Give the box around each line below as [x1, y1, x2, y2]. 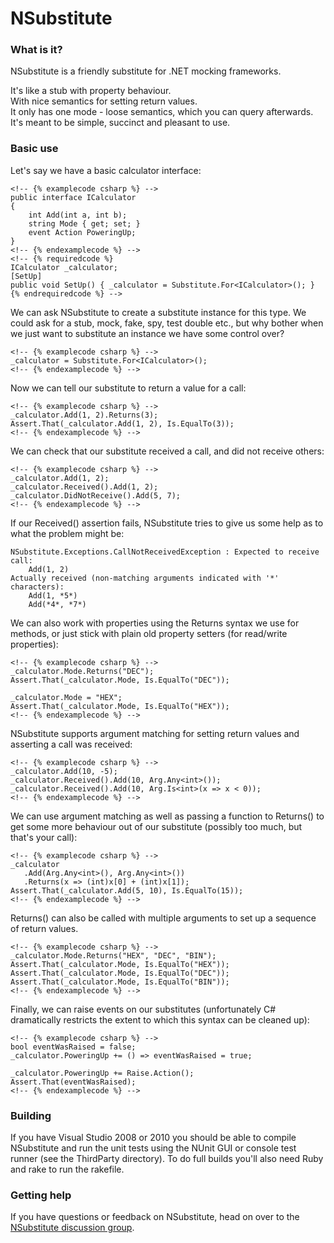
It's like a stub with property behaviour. [10, 85, 172, 97]
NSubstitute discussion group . [10, 1222, 135, 1234]
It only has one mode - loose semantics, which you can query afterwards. [10, 106, 314, 118]
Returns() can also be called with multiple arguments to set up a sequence [10, 912, 317, 924]
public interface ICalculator [10, 192, 137, 202]
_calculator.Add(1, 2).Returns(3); [10, 410, 159, 420]
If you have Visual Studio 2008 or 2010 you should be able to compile [10, 1132, 297, 1144]
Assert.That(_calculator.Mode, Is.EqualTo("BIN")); [10, 977, 230, 987]
